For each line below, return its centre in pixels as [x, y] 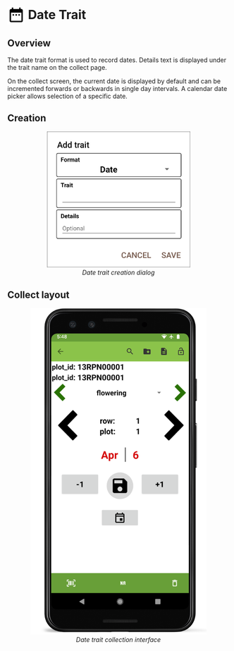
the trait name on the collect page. [57, 67]
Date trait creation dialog [118, 273]
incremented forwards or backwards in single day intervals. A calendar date [117, 89]
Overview [29, 43]
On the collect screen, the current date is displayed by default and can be [114, 81]
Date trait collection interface [118, 639]
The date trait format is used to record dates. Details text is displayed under [117, 60]
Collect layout [38, 294]
